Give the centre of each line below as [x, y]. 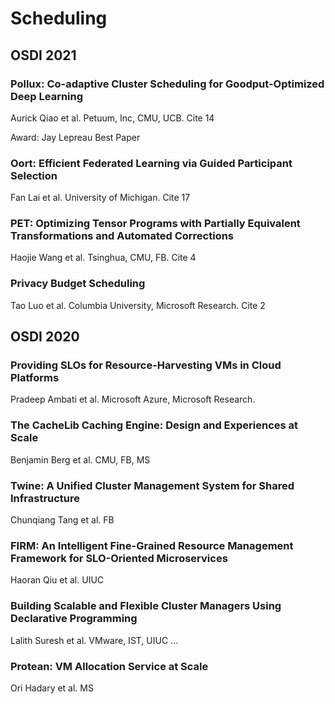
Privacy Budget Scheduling [78, 284]
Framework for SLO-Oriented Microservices [119, 558]
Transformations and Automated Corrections [122, 236]
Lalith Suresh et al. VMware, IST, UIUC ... [94, 640]
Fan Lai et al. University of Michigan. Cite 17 [100, 198]
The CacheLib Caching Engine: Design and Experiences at [154, 425]
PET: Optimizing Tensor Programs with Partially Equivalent [155, 224]
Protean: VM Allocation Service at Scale [109, 666]
